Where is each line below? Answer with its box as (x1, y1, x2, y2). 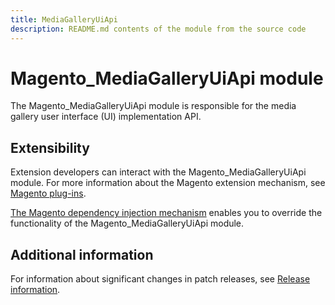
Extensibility (10, 139, 90, 156)
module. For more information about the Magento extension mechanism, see (10, 177, 326, 189)
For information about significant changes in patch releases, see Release (10, 273, 311, 285)
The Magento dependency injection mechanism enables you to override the (10, 207, 323, 219)
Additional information (10, 246, 154, 263)
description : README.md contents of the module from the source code (10, 24, 307, 34)
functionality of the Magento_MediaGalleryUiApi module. (10, 217, 245, 230)
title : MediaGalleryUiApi (10, 14, 118, 25)
